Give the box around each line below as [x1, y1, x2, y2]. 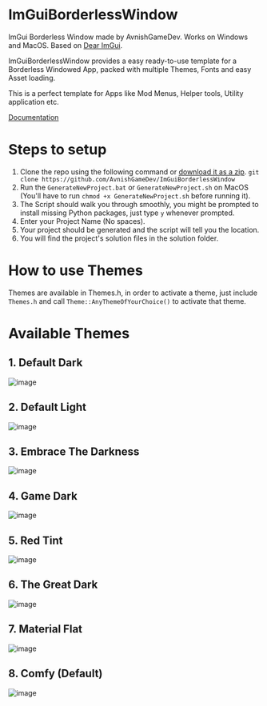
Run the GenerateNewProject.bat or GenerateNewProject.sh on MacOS [19, 182, 249, 192]
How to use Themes [8, 261, 144, 280]
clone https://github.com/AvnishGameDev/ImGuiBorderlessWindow [19, 175, 236, 183]
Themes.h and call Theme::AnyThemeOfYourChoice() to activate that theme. [8, 296, 246, 305]
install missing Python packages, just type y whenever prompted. [19, 208, 235, 217]
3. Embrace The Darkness [8, 445, 140, 459]
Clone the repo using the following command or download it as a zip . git [19, 166, 260, 177]
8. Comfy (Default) [8, 667, 103, 680]
